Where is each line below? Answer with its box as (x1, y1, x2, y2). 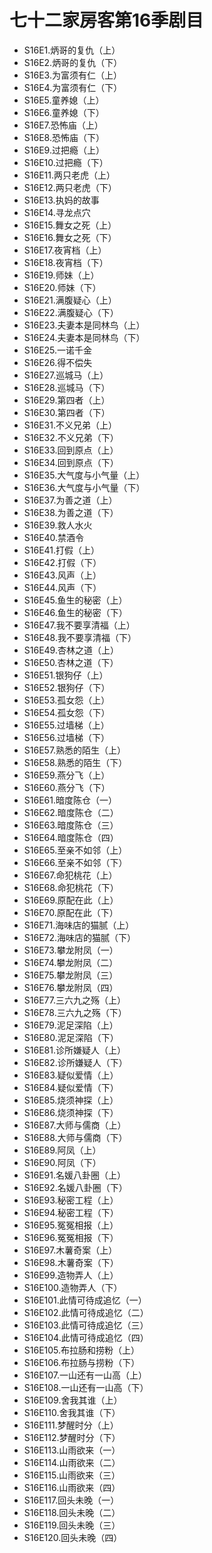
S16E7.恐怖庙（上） (23, 119, 104, 131)
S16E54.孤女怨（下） (23, 706, 111, 718)
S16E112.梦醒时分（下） (23, 1431, 121, 1443)
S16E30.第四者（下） (23, 406, 111, 418)
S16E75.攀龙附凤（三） (23, 969, 119, 981)
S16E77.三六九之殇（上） (23, 994, 126, 1006)
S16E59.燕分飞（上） (23, 769, 111, 781)
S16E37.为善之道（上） (23, 494, 118, 506)
